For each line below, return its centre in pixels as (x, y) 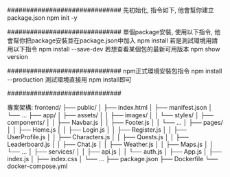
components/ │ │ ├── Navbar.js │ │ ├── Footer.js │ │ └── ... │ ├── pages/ (115, 122)
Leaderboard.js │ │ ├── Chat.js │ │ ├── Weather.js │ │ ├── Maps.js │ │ (111, 144)
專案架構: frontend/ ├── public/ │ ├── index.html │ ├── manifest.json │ (110, 107)
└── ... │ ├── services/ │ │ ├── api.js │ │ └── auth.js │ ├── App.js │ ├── (114, 152)
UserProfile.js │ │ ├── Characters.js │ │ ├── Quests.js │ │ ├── (98, 137)
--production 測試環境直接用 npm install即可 (69, 80)
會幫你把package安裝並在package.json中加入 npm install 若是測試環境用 (110, 40)
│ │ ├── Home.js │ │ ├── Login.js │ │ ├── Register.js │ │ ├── (97, 130)
